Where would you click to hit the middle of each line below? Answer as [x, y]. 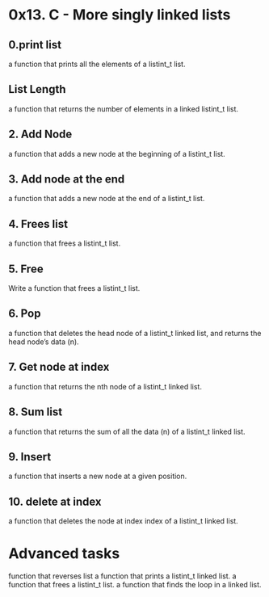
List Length [37, 89]
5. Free [26, 269]
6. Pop [25, 314]
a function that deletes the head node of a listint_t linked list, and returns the [135, 333]
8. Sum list [36, 412]
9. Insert [30, 457]
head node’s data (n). [44, 342]
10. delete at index [55, 501]
